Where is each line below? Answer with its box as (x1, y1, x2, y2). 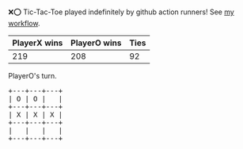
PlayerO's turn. (8, 71, 57, 80)
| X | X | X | (8, 110, 63, 119)
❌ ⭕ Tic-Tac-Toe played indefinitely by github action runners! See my (8, 7, 235, 17)
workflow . (8, 19, 40, 28)
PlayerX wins (12, 37, 63, 48)
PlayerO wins (70, 37, 122, 48)
